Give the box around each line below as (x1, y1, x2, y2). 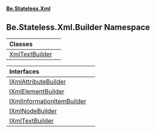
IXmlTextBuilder (9, 117, 54, 125)
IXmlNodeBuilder (9, 107, 57, 116)
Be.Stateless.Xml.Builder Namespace (6, 22, 151, 32)
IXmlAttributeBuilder (9, 78, 66, 86)
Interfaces (9, 67, 40, 76)
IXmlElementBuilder (9, 87, 65, 96)
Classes (9, 40, 33, 48)
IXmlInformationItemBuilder (9, 97, 87, 105)
